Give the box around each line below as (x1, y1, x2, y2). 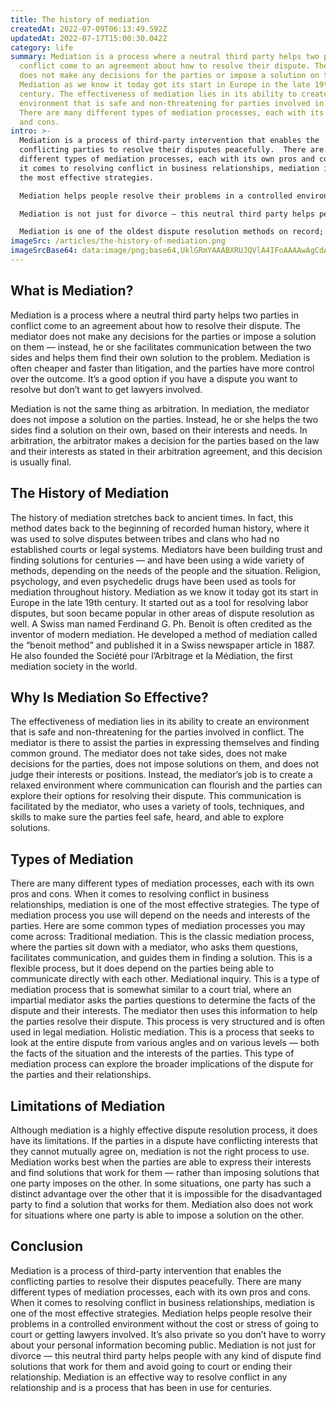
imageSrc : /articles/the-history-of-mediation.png (10, 236, 226, 246)
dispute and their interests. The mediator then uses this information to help (10, 1005, 318, 1017)
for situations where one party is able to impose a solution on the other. (10, 1209, 305, 1221)
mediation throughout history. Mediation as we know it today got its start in (10, 586, 319, 598)
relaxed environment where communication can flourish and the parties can (10, 779, 323, 791)
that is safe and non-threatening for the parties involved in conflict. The (10, 726, 305, 738)
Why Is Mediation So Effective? (10, 689, 209, 706)
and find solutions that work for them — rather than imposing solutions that (10, 1166, 320, 1178)
